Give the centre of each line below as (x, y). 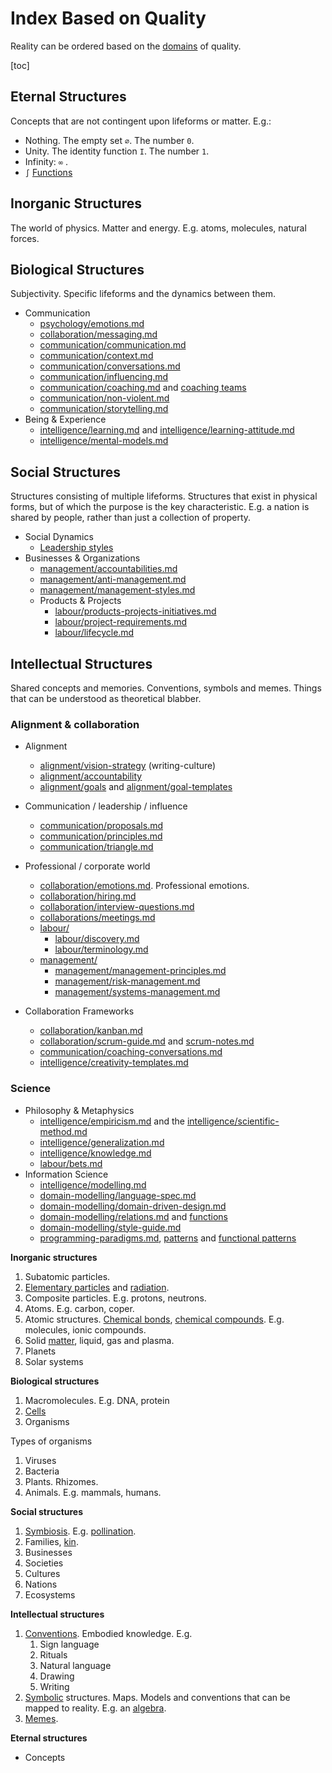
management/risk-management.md (127, 981)
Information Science (66, 1174)
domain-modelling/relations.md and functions (133, 1216)
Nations (41, 1584)
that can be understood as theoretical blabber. (106, 698)
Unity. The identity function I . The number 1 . (117, 151)
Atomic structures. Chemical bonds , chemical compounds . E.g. (154, 1319)
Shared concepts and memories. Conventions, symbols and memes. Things (166, 688)
